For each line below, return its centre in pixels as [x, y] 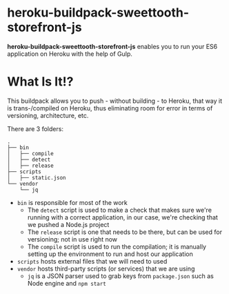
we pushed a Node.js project [68, 224]
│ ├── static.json [37, 177]
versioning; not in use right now [72, 239]
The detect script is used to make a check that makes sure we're [120, 210]
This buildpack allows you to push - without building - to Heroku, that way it [115, 101]
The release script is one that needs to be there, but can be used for [125, 232]
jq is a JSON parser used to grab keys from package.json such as [120, 276]
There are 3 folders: [36, 128]
